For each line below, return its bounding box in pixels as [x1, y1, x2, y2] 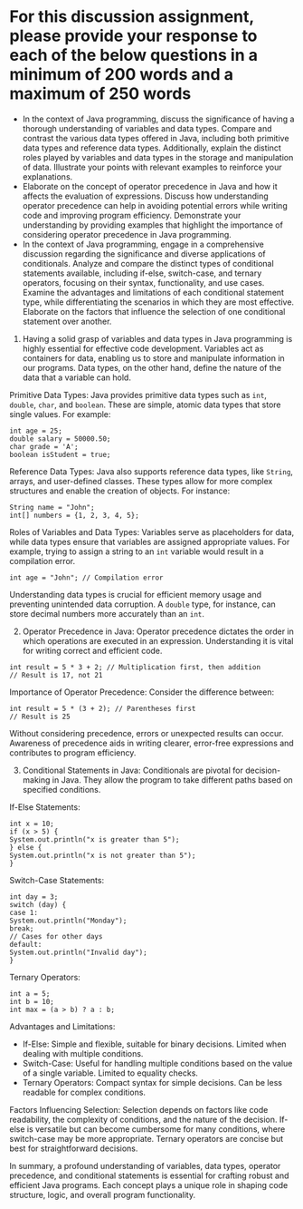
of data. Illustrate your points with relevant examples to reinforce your [22, 161, 282, 172]
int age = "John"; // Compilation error [9, 573, 165, 582]
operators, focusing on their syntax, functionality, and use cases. [22, 277, 265, 288]
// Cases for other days [9, 931, 103, 941]
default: [9, 940, 43, 949]
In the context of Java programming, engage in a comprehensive [22, 239, 264, 249]
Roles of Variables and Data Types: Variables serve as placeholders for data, [9, 526, 295, 537]
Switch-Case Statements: [9, 874, 105, 885]
